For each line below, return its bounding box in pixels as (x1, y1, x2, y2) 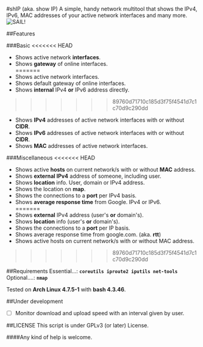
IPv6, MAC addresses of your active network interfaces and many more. (6, 12, 188, 19)
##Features (6, 30, 35, 37)
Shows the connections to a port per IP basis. (15, 224, 130, 232)
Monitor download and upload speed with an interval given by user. (15, 310, 185, 316)
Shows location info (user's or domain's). (15, 218, 120, 225)
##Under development (6, 298, 63, 305)
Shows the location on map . (15, 186, 86, 192)
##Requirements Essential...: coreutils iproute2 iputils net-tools (6, 268, 178, 274)
